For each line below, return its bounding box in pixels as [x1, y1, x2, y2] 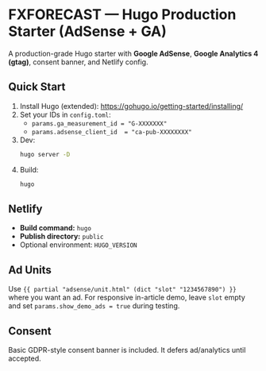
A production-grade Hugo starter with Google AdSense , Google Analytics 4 [8, 48, 259, 58]
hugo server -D [19, 150, 71, 158]
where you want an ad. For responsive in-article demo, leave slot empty [8, 292, 246, 303]
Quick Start [8, 80, 66, 94]
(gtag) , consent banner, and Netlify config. [8, 57, 148, 67]
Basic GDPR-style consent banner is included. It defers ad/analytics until [8, 345, 246, 354]
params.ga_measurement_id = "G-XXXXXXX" [31, 119, 168, 128]
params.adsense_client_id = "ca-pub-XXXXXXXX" [31, 128, 192, 136]
